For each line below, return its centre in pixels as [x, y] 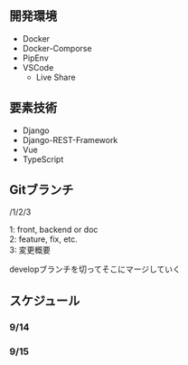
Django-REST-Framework [70, 139]
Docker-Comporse [57, 48]
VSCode [38, 67]
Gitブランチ [42, 190]
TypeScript [43, 159]
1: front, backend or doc [54, 230]
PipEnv [36, 58]
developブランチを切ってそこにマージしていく [95, 269]
